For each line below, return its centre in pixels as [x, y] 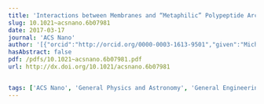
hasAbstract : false [40, 52]
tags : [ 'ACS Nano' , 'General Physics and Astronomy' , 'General [114, 87]
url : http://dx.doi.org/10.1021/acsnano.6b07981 [89, 67]
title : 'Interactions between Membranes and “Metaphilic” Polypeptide [126, 15]
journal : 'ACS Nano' [42, 37]
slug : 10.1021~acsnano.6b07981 [59, 23]
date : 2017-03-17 [37, 30]
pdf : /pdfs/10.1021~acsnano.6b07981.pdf [75, 60]
